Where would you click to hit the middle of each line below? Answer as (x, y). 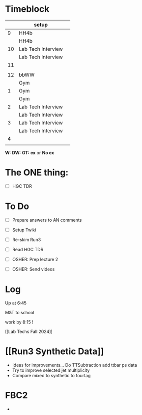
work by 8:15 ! (19, 322)
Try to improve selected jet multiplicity (51, 370)
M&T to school (20, 313)
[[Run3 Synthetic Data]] (55, 351)
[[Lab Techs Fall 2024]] (29, 332)
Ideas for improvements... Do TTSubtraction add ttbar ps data (75, 365)
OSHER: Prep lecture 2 (35, 260)
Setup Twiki (24, 230)
